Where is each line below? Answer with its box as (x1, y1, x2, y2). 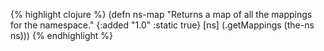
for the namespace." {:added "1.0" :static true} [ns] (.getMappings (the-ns (10, 19, 315, 31)
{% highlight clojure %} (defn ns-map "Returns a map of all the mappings (10, 9, 313, 20)
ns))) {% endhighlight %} (10, 30, 113, 41)
